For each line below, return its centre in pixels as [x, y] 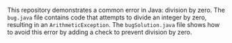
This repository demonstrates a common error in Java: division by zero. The [116, 10]
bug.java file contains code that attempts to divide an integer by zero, [107, 17]
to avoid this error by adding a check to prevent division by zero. [100, 32]
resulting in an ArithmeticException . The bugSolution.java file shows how [114, 25]
